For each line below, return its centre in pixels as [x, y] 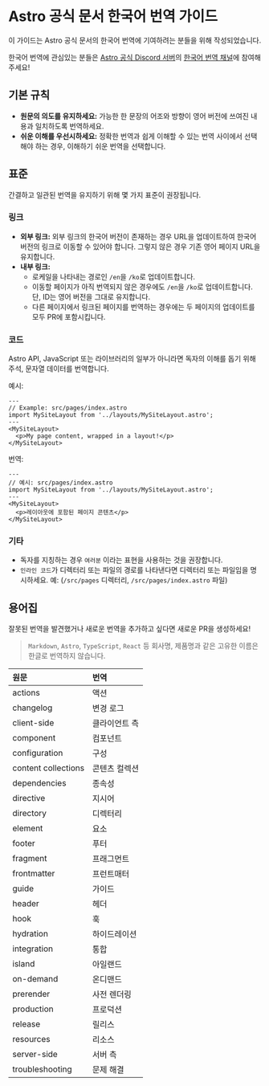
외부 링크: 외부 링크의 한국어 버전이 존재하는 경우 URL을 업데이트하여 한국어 [138, 236]
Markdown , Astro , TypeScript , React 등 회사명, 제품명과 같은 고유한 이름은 [143, 646]
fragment [30, 859]
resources [31, 1039]
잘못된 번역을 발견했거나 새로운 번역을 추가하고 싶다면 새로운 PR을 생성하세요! [130, 629]
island [24, 964]
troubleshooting [42, 1069]
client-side [33, 723]
